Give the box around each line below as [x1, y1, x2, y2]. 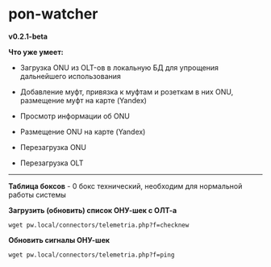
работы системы [8, 190, 66, 199]
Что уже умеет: [8, 47, 65, 56]
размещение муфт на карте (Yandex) [19, 95, 148, 105]
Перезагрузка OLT [19, 158, 84, 168]
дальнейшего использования [19, 71, 121, 81]
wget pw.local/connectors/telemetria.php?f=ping [8, 251, 175, 259]
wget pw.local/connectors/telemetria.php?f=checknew [8, 221, 190, 229]
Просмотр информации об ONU [19, 111, 131, 121]
